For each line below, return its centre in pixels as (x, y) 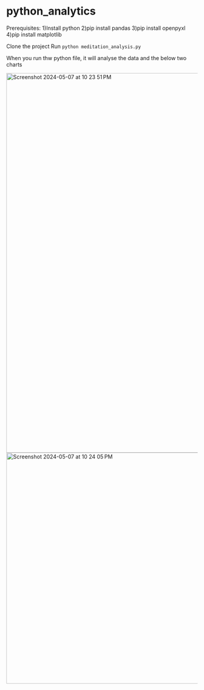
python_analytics (51, 11)
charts (14, 64)
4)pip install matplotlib (34, 34)
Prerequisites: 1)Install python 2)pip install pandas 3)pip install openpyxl (96, 28)
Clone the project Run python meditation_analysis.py (74, 46)
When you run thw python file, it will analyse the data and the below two (97, 58)
